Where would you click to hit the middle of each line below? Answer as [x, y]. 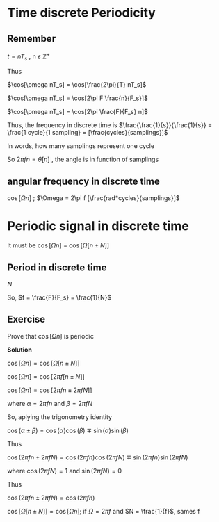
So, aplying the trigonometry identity [60, 417]
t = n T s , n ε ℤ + [29, 56]
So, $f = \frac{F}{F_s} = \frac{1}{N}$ [59, 297]
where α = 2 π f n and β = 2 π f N [50, 403]
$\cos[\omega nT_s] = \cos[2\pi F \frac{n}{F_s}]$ [78, 98]
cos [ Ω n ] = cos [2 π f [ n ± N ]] [46, 376]
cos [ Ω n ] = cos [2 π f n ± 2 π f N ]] [50, 390]
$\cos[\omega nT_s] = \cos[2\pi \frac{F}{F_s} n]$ [78, 112]
